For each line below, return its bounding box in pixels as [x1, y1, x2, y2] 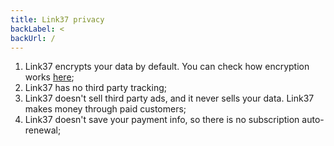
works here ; [24, 71, 75, 83]
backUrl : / [10, 33, 56, 43]
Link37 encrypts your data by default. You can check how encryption [24, 61, 310, 73]
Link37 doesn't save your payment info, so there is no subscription [24, 114, 300, 126]
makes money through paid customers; [24, 103, 187, 115]
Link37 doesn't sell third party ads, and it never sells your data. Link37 [24, 92, 315, 105]
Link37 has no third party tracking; [24, 82, 168, 94]
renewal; [24, 124, 62, 136]
